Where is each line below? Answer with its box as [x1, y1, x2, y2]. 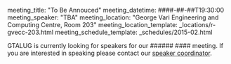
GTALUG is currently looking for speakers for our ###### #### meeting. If [7, 42, 223, 49]
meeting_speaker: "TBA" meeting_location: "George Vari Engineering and [7, 13, 219, 22]
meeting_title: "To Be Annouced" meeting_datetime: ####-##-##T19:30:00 [7, 6, 225, 14]
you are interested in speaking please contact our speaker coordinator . [7, 49, 213, 57]
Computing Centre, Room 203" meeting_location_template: [7, 21, 178, 29]
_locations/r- [178, 21, 216, 29]
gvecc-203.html [7, 28, 54, 36]
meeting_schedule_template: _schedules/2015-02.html [55, 28, 213, 36]
